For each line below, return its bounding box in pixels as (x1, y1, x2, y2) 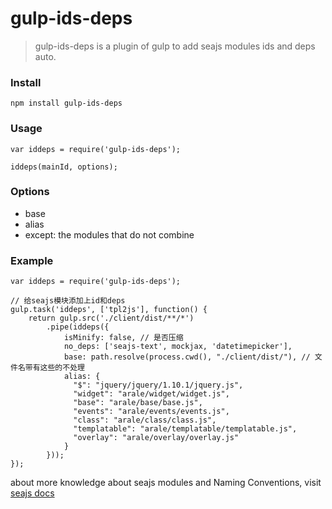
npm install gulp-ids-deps (10, 98, 123, 109)
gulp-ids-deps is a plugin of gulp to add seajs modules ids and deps (34, 40, 316, 52)
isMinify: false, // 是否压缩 (63, 333, 184, 343)
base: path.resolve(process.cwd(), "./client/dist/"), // (63, 352, 311, 362)
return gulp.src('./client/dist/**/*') (28, 313, 195, 324)
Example (10, 253, 54, 267)
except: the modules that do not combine (24, 228, 195, 241)
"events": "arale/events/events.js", (73, 407, 230, 417)
